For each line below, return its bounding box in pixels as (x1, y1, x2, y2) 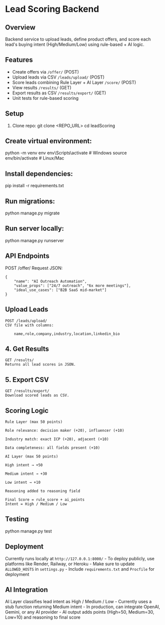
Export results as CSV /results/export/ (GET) (12, 90, 106, 96)
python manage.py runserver (5, 237, 64, 243)
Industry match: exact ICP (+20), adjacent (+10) (5, 436, 109, 442)
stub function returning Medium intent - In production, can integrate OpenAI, (5, 604, 161, 610)
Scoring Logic (5, 406, 49, 415)
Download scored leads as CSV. (5, 393, 69, 398)
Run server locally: (5, 224, 64, 233)
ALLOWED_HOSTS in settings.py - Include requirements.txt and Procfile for (5, 566, 155, 572)
